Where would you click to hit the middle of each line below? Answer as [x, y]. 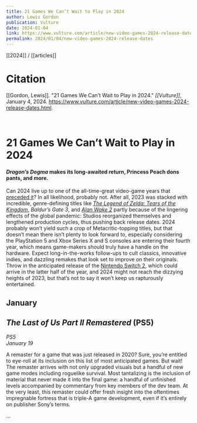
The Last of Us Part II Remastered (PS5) [80, 323]
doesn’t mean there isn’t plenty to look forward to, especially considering [94, 234]
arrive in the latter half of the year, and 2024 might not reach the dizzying [95, 272]
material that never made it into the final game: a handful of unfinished [91, 379]
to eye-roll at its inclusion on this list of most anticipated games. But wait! [94, 360]
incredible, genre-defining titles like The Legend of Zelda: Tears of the [91, 203]
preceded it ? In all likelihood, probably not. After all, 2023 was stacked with [97, 197]
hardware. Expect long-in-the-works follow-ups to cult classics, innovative [96, 253]
